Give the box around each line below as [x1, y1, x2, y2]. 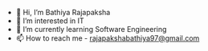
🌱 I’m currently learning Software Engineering [15, 25, 167, 33]
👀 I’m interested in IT [15, 16, 84, 25]
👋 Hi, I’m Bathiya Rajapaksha [15, 8, 111, 17]
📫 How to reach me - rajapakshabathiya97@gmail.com [15, 33, 200, 43]
